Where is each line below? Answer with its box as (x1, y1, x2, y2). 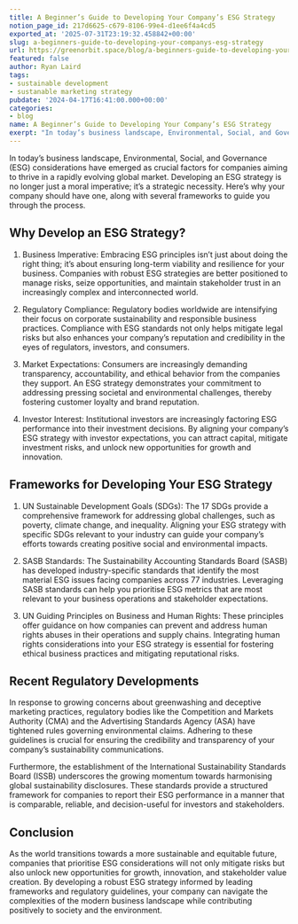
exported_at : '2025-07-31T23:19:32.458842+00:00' (9, 29, 197, 38)
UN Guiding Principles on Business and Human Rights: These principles (21, 610, 284, 621)
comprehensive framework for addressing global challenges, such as (21, 510, 276, 521)
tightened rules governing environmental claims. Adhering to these (9, 725, 253, 736)
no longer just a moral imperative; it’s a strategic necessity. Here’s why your (9, 181, 286, 192)
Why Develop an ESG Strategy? (9, 225, 186, 240)
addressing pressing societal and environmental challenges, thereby (21, 387, 272, 397)
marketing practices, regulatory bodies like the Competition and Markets (9, 707, 274, 717)
